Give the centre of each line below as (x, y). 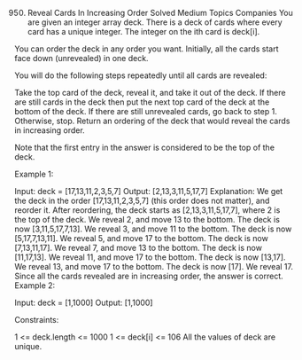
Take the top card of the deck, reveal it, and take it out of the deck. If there (150, 93)
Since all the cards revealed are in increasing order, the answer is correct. (149, 276)
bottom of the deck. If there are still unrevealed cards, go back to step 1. (146, 111)
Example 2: (35, 286)
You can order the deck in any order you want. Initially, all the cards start (147, 49)
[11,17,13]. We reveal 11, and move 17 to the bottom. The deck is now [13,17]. (150, 257)
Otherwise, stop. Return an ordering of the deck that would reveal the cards (152, 121)
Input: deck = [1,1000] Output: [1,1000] (84, 302)
